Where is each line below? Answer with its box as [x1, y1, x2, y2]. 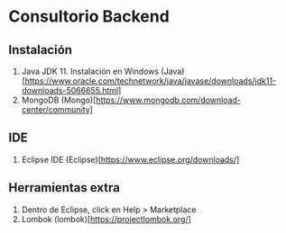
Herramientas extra [8, 180, 121, 195]
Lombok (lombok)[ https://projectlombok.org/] [21, 213, 191, 224]
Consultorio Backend [8, 6, 171, 27]
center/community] [21, 104, 94, 114]
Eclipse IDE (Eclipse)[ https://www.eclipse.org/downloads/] [21, 154, 240, 165]
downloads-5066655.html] [21, 85, 122, 95]
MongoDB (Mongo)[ [21, 94, 97, 105]
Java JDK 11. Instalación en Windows [21, 66, 160, 76]
